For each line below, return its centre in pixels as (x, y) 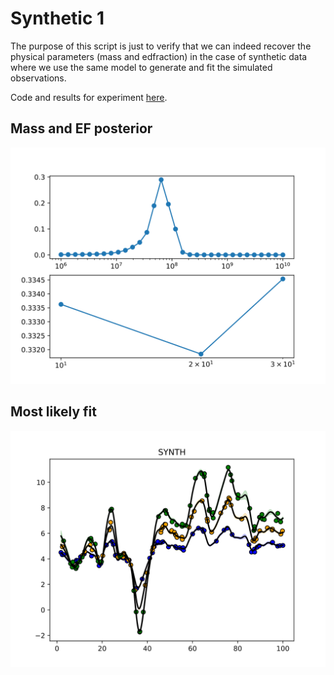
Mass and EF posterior (81, 128)
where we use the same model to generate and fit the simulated (141, 67)
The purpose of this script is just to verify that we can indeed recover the (161, 46)
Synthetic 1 (57, 18)
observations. (38, 78)
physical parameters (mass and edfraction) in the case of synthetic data (159, 56)
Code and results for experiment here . (89, 97)
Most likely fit (53, 412)
